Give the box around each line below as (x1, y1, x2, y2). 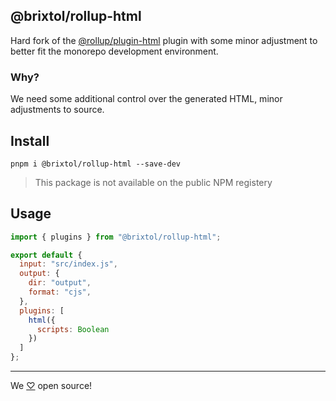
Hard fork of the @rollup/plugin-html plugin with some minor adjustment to (10, 34, 318, 46)
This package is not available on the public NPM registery (34, 176, 273, 188)
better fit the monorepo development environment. (10, 45, 219, 57)
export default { (10, 250, 83, 260)
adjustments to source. (10, 104, 105, 116)
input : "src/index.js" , (19, 259, 118, 269)
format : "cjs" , (28, 287, 92, 298)
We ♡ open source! (10, 380, 93, 392)
